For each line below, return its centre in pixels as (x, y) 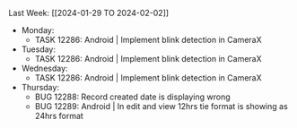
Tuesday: (38, 49)
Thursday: (40, 87)
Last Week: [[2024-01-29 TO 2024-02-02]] (89, 13)
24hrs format (59, 116)
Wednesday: (44, 68)
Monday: (38, 30)
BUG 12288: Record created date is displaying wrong (132, 97)
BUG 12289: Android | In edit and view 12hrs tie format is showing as (161, 106)
